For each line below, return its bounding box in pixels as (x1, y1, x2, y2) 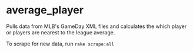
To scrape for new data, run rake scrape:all (6, 40, 115, 47)
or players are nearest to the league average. (6, 29, 115, 36)
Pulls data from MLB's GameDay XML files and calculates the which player (6, 23, 187, 30)
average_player (6, 3, 84, 17)
